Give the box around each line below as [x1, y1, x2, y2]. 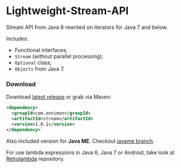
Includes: [6, 35, 28, 42]
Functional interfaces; [14, 46, 68, 54]
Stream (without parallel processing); [14, 52, 104, 60]
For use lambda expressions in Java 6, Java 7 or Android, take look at [6, 149, 175, 156]
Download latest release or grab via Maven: [6, 93, 112, 101]
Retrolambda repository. [6, 155, 65, 162]
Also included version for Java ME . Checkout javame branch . [6, 137, 155, 144]
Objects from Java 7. [14, 65, 65, 72]
